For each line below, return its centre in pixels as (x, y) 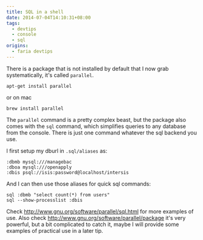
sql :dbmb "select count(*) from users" (58, 195)
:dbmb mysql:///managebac (39, 162)
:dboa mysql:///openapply (39, 167)
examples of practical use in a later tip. (55, 230)
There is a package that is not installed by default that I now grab (88, 68)
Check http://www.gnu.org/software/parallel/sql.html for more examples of (100, 211)
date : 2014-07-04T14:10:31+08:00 (49, 18)
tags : (13, 23)
